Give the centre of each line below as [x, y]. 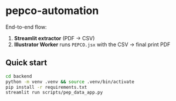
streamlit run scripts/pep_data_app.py [54, 93]
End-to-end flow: [26, 27]
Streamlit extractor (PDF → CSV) [54, 38]
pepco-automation [52, 11]
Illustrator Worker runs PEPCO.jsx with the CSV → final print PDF [92, 44]
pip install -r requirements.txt [46, 87]
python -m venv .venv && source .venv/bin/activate [70, 82]
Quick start [26, 63]
